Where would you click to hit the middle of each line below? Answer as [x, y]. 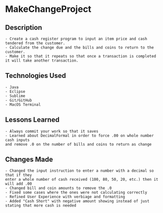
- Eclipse [15, 91]
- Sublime [15, 96]
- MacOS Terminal [23, 105]
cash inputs [17, 140]
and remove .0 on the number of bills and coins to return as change [79, 144]
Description [24, 28]
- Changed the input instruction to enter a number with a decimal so [80, 171]
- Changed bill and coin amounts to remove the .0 [58, 188]
